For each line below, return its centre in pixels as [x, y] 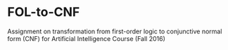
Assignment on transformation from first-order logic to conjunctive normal [115, 31]
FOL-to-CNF [44, 12]
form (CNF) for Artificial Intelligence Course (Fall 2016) [86, 38]
